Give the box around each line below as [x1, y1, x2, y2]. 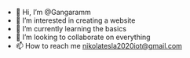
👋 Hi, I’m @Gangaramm [15, 8, 92, 16]
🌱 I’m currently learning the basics [15, 24, 127, 33]
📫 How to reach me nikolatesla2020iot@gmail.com [15, 42, 183, 50]
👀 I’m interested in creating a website [15, 16, 136, 25]
